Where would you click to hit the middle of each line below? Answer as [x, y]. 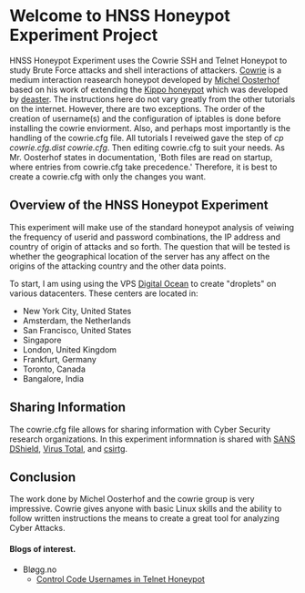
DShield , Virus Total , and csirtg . [69, 448]
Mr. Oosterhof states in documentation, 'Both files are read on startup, [141, 157]
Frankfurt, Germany [60, 359]
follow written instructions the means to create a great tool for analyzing [145, 518]
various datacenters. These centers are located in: [104, 293]
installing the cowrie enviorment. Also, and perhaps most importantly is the [150, 128]
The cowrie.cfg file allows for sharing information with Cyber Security [140, 429]
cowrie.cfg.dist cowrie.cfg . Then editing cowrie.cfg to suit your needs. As [147, 148]
